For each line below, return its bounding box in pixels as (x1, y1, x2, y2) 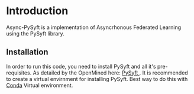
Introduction (6, 4, 69, 18)
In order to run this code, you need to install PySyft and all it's (6, 63, 156, 70)
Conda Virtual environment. (6, 82, 73, 89)
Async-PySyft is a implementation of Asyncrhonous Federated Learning (6, 24, 182, 31)
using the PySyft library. (6, 30, 65, 37)
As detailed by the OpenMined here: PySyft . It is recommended (33, 69, 188, 76)
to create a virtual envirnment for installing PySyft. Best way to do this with (6, 75, 188, 82)
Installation (6, 47, 48, 57)
